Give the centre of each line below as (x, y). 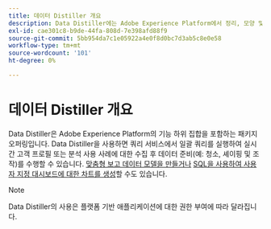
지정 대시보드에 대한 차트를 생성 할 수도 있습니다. (92, 174)
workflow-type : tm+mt (45, 46)
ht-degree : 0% (32, 61)
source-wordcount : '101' (50, 53)
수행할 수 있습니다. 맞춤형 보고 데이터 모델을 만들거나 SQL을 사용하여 (133, 164)
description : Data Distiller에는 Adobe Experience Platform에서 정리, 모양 (132, 23)
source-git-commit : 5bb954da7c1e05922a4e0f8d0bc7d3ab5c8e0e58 (115, 38)
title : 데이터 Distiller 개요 (55, 16)
